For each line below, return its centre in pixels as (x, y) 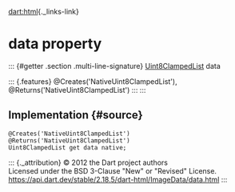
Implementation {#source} (76, 115)
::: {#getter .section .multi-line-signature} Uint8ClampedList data (115, 66)
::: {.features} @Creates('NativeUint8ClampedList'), (93, 81)
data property (55, 44)
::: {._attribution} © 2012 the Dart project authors (88, 162)
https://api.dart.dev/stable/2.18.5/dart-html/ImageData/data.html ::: (118, 179)
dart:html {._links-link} (44, 12)
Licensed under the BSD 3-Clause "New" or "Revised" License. (113, 170)
